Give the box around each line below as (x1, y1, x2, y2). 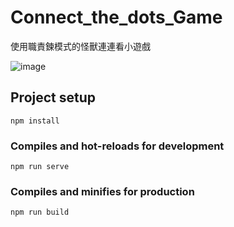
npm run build (10, 207, 70, 218)
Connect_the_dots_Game (10, 6, 223, 29)
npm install (10, 116, 60, 126)
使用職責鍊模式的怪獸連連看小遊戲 (10, 40, 151, 52)
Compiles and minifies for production (10, 184, 195, 198)
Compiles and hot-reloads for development (10, 139, 225, 153)
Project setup (10, 89, 97, 106)
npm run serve (10, 162, 70, 172)
